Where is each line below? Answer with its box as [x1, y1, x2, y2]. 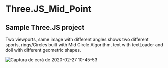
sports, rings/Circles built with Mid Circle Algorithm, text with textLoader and [5, 42, 163, 48]
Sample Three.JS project [5, 23, 85, 32]
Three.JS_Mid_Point [5, 3, 92, 15]
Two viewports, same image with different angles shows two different [5, 36, 149, 42]
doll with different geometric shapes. [5, 47, 81, 53]
